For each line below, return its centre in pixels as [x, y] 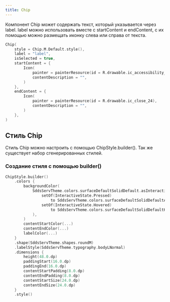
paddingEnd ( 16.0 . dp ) [45, 267]
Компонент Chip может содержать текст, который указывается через [81, 24]
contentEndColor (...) [46, 229]
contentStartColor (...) [48, 224]
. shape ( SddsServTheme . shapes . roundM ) [54, 243]
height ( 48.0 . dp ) [40, 257]
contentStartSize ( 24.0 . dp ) [52, 280]
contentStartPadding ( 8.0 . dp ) [54, 271]
